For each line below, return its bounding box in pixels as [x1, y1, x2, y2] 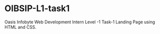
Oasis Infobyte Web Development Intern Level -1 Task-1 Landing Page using [4, 19, 155, 25]
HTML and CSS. [4, 24, 37, 30]
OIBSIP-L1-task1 [4, 3, 70, 14]
